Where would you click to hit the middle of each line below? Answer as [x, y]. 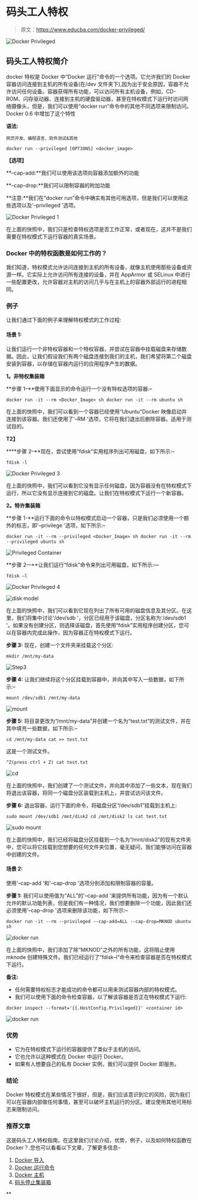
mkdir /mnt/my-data [30, 656]
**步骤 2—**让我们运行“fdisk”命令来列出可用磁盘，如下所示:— [82, 565]
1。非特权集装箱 [26, 376]
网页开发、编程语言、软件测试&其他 [42, 138]
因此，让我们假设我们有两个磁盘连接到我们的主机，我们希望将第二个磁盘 [104, 356]
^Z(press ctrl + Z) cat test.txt [47, 762]
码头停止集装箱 [33, 1182]
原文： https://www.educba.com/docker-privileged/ [83, 29]
